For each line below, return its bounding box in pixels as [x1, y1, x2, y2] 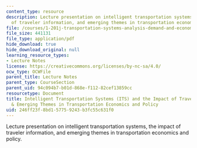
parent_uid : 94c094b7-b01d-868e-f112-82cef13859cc [6, 85, 133, 91]
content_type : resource [6, 8, 64, 15]
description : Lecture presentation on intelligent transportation [6, 14, 172, 20]
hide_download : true [6, 42, 57, 48]
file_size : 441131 [6, 31, 51, 36]
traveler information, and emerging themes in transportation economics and [6, 129, 189, 136]
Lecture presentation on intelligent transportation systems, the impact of [6, 123, 181, 130]
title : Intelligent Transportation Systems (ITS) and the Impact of [6, 96, 177, 102]
